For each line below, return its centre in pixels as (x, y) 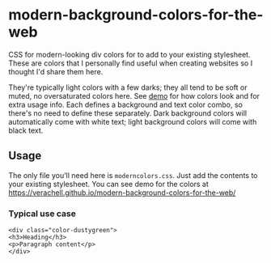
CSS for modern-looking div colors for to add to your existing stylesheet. (129, 54)
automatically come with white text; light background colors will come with (133, 121)
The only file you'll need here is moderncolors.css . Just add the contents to (133, 175)
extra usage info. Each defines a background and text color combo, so (125, 104)
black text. (26, 130)
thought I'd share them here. (56, 71)
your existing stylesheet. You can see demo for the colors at (108, 184)
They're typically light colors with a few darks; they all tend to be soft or (128, 87)
